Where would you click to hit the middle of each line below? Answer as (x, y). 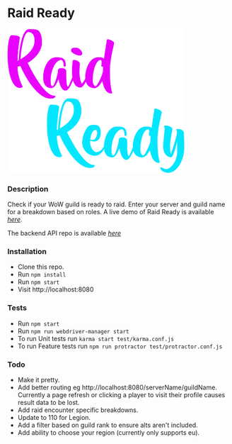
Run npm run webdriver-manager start (73, 331)
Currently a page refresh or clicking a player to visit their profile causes (121, 395)
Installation (27, 252)
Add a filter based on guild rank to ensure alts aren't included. (108, 425)
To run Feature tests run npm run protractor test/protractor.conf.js (120, 346)
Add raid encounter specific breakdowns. (78, 410)
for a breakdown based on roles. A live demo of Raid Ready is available (111, 212)
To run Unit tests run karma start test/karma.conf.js (96, 338)
